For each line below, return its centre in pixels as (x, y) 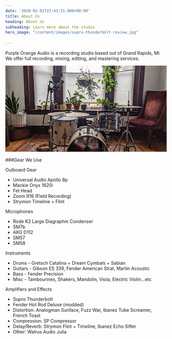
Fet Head (22, 190)
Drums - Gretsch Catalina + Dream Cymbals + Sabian (69, 263)
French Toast (27, 315)
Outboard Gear (21, 170)
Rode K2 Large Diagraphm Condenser (53, 221)
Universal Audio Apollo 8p (40, 180)
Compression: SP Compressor (45, 321)
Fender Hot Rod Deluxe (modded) (48, 304)
